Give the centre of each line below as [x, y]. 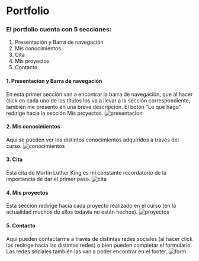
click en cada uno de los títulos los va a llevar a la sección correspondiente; [98, 100]
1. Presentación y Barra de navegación [54, 81]
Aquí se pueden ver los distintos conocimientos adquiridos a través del [93, 140]
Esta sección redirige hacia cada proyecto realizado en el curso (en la [91, 206]
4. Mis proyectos [27, 192]
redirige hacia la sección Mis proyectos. [55, 113]
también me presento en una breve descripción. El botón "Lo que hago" [94, 107]
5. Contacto [21, 225]
